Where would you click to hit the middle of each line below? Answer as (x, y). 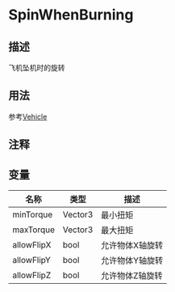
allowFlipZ (32, 275)
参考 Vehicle (28, 116)
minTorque (33, 214)
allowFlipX (32, 245)
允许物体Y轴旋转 (132, 260)
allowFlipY (31, 260)
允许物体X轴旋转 (132, 246)
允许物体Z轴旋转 (131, 276)
